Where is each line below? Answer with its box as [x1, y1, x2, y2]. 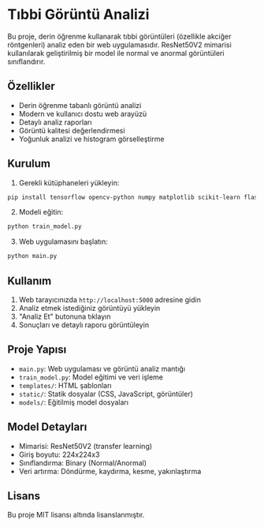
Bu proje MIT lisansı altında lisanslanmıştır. [7, 510, 145, 520]
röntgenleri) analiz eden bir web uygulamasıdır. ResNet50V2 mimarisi [7, 39, 232, 49]
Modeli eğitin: [18, 207, 64, 217]
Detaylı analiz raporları [18, 117, 92, 127]
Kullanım [7, 274, 52, 287]
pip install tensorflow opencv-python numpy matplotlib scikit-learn [7, 193, 241, 201]
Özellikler [7, 80, 56, 93]
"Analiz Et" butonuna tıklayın [18, 312, 111, 321]
